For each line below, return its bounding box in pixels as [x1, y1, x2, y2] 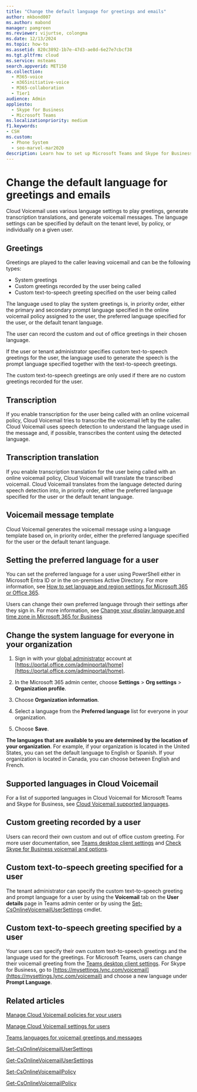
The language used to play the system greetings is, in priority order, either [6, 300, 185, 307]
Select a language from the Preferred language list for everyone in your [14, 708, 189, 715]
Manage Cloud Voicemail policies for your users [6, 1012, 122, 1019]
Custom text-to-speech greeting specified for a [6, 863, 184, 873]
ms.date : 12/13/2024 [6, 36, 57, 42]
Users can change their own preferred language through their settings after [6, 601, 188, 608]
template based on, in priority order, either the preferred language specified [6, 532, 189, 539]
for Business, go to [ [6, 966, 55, 973]
